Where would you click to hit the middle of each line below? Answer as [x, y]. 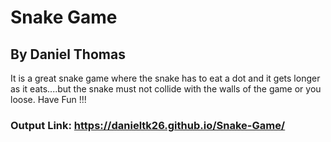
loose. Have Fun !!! [48, 99]
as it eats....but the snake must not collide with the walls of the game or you [166, 89]
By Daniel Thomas [68, 54]
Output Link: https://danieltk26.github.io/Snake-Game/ [148, 125]
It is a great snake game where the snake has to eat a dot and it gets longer [165, 78]
